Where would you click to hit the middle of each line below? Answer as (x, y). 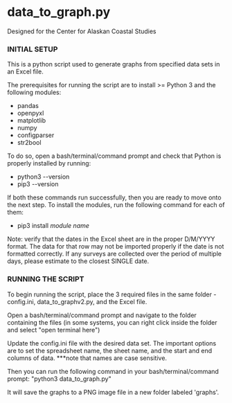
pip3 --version (38, 184)
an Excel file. (25, 72)
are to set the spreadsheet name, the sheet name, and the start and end (110, 350)
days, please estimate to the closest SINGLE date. (78, 261)
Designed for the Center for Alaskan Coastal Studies (82, 31)
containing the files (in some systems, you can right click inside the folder (112, 322)
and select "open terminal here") (54, 330)
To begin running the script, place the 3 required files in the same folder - (112, 294)
